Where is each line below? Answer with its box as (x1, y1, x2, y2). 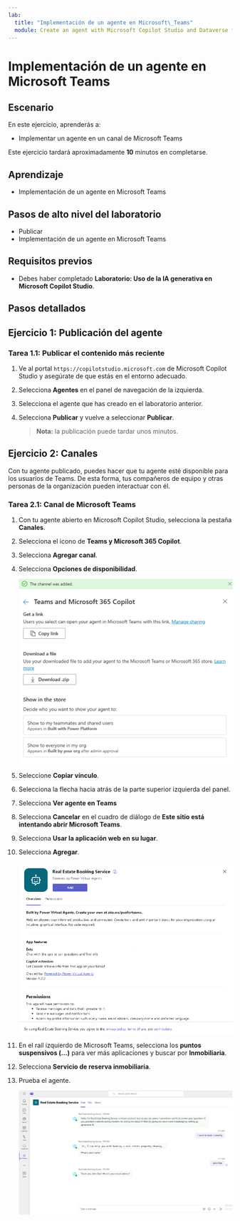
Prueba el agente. (18, 1076, 71, 1084)
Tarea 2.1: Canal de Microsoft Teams (8, 499, 136, 509)
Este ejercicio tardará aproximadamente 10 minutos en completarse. (8, 148, 208, 157)
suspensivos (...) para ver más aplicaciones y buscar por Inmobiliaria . (18, 1048, 227, 1057)
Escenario (8, 101, 54, 113)
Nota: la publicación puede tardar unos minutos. (36, 427, 179, 435)
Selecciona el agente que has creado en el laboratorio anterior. (18, 399, 204, 407)
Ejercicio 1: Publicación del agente (8, 326, 163, 338)
